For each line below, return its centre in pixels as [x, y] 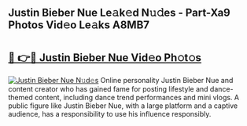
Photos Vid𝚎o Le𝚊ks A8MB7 [79, 25]
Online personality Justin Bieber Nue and [167, 80]
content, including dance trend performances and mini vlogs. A [137, 97]
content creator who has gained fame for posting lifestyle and [108, 89]
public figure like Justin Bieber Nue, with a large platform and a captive [123, 106]
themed [21, 97]
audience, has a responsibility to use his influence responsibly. [110, 114]
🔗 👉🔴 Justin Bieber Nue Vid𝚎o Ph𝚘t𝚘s [105, 58]
